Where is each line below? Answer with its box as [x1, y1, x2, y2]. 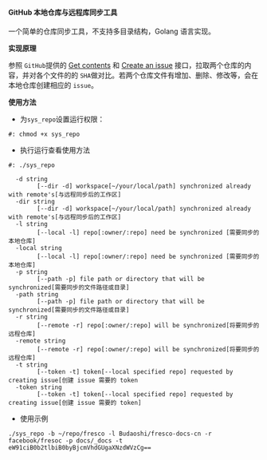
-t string [15, 361, 48, 369]
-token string [15, 383, 62, 391]
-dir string [15, 198, 56, 206]
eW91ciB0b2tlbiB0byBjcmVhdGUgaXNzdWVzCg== [8, 444, 151, 452]
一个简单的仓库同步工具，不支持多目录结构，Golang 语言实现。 [8, 26, 215, 36]
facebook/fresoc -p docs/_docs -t [8, 437, 124, 445]
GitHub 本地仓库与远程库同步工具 [8, 7, 118, 17]
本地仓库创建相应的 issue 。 [8, 81, 98, 90]
